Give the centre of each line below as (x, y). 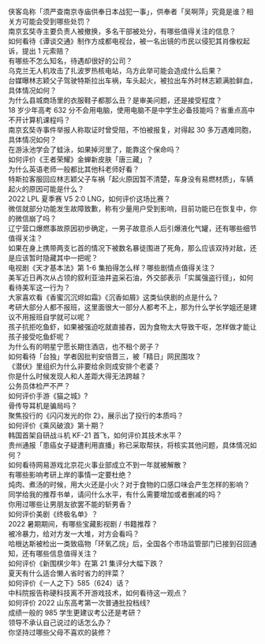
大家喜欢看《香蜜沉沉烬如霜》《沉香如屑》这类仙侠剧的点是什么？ (114, 297)
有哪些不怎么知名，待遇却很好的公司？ (70, 61)
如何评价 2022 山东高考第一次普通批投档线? (79, 603)
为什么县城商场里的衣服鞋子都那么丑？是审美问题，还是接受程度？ (115, 100)
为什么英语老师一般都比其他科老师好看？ (74, 169)
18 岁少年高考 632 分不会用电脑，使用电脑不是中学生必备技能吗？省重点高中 (132, 110)
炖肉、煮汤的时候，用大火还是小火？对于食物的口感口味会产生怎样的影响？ (129, 484)
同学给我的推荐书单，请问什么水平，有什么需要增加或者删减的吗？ (115, 494)
